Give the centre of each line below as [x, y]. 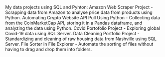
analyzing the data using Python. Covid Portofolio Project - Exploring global [83, 28]
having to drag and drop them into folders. [49, 49]
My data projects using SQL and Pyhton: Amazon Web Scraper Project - [79, 7]
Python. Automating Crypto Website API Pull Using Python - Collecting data [83, 18]
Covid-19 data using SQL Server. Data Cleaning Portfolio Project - [72, 33]
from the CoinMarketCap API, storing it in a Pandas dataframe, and [74, 23]
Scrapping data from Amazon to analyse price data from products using [79, 12]
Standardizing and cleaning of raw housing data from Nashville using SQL [81, 39]
